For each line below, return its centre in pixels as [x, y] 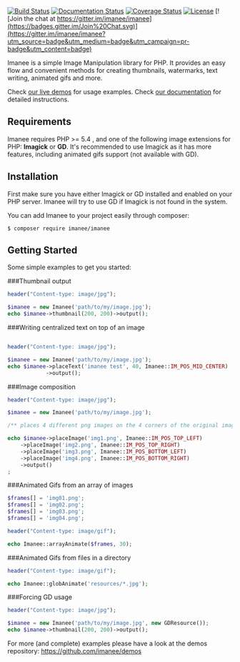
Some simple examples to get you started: [69, 267]
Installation [33, 177]
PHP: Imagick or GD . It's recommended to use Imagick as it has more [110, 146]
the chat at [40, 19]
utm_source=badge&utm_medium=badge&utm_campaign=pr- [99, 41]
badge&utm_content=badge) [50, 49]
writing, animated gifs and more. [55, 78]
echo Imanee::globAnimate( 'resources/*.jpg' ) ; [78, 583]
